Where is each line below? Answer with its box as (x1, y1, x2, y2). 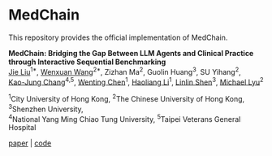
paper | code (8, 138, 52, 148)
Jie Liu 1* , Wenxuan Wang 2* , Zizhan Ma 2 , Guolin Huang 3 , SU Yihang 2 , (8, 65, 241, 76)
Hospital (8, 123, 37, 132)
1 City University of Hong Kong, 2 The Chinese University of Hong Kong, (8, 93, 245, 103)
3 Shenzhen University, (8, 102, 84, 114)
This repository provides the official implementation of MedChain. (8, 32, 228, 42)
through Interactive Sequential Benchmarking (8, 57, 166, 67)
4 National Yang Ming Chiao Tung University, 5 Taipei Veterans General (8, 112, 241, 123)
